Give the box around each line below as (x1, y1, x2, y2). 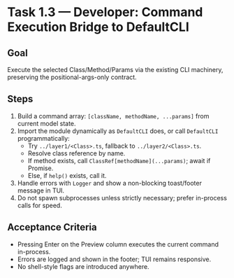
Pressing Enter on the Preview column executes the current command (17, 239, 219, 249)
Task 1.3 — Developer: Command (7, 4, 203, 20)
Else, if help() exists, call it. (27, 171, 107, 179)
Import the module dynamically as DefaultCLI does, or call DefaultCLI (17, 127, 219, 135)
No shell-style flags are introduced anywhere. (17, 262, 149, 270)
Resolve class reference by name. (27, 148, 126, 158)
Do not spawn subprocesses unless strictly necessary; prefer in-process (17, 193, 227, 202)
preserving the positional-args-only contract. (7, 73, 138, 81)
